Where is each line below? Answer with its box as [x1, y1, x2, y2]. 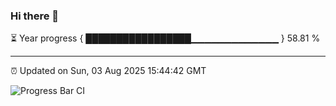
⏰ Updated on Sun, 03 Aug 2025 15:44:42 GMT [10, 65, 207, 77]
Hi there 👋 [10, 9, 60, 23]
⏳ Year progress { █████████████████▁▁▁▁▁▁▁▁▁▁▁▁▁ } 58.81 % [10, 32, 321, 44]
